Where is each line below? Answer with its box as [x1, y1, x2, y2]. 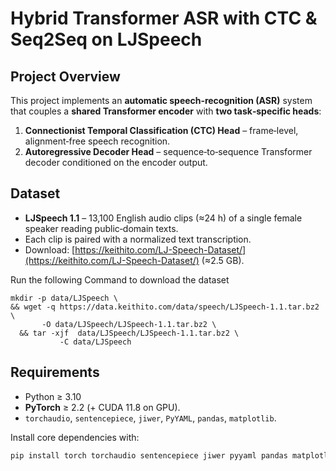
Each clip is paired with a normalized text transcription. [24, 233, 252, 245]
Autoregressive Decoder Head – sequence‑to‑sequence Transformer [24, 146, 313, 157]
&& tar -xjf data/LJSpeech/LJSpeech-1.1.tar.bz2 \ [19, 328, 240, 338]
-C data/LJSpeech [59, 337, 132, 347]
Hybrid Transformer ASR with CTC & [10, 7, 318, 30]
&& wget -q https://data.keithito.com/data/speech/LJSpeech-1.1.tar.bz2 [10, 302, 320, 312]
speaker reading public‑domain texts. [24, 222, 179, 234]
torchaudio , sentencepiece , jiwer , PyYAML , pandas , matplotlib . [24, 412, 277, 424]
